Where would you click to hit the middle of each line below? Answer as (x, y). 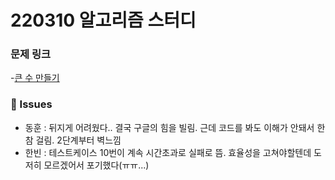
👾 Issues (31, 104)
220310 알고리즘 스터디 (103, 20)
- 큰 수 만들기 (35, 78)
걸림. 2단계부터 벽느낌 (78, 140)
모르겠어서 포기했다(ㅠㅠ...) (96, 165)
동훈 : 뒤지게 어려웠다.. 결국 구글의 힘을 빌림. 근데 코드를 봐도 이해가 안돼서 (169, 127)
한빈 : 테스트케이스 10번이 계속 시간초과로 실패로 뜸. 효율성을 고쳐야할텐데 (168, 152)
